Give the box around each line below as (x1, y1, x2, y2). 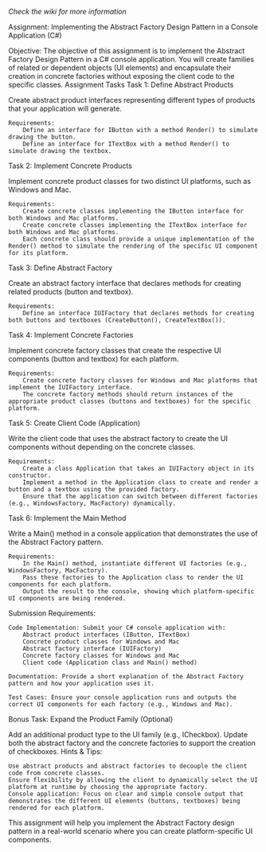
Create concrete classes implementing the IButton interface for (22, 207, 244, 215)
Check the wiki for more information (8, 7, 127, 16)
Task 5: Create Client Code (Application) (8, 418, 141, 428)
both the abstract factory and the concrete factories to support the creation (8, 738, 256, 748)
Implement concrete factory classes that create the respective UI (8, 346, 221, 355)
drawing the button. (8, 133, 77, 141)
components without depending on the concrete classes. (8, 442, 196, 451)
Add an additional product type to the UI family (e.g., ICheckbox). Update (8, 730, 248, 739)
